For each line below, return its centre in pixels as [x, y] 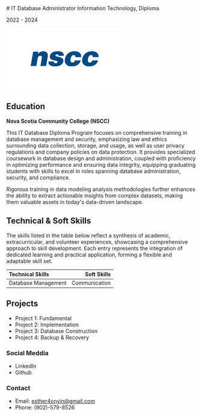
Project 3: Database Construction [56, 331]
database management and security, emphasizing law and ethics [87, 139]
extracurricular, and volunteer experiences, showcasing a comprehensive [97, 241]
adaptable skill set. [29, 261]
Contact [18, 388]
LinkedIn [26, 366]
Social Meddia [28, 353]
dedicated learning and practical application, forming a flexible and [89, 255]
